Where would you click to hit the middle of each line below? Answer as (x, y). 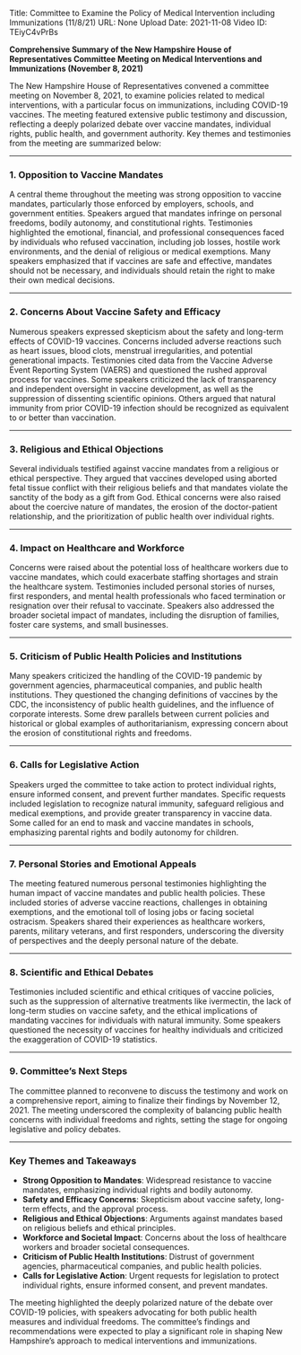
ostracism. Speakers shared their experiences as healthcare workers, (138, 922)
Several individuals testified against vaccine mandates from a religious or (144, 468)
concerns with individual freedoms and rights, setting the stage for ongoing (149, 1119)
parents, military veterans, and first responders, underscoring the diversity (147, 931)
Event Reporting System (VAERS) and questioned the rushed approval (138, 370)
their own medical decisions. (62, 280)
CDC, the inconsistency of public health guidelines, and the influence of (142, 705)
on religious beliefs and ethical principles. (99, 1227)
